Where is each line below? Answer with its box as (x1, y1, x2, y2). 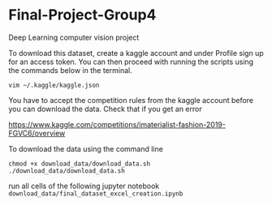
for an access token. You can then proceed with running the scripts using (8, 57, 254, 67)
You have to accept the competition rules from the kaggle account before (8, 95, 254, 105)
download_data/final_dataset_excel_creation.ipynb (8, 189, 183, 198)
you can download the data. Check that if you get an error (8, 104, 202, 114)
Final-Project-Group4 (8, 6, 157, 24)
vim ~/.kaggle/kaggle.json (8, 81, 100, 89)
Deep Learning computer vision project (8, 32, 140, 42)
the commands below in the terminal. (8, 65, 132, 75)
